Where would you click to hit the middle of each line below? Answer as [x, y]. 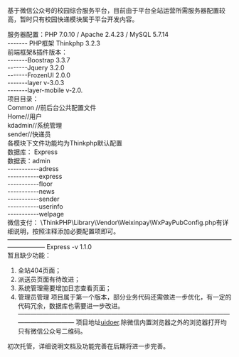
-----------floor [30, 184]
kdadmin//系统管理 [35, 125]
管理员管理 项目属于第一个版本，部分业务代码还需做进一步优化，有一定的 [124, 297]
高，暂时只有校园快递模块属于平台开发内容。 [73, 19]
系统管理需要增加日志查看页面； [64, 288]
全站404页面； [39, 270]
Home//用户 [25, 116]
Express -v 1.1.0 [69, 247]
